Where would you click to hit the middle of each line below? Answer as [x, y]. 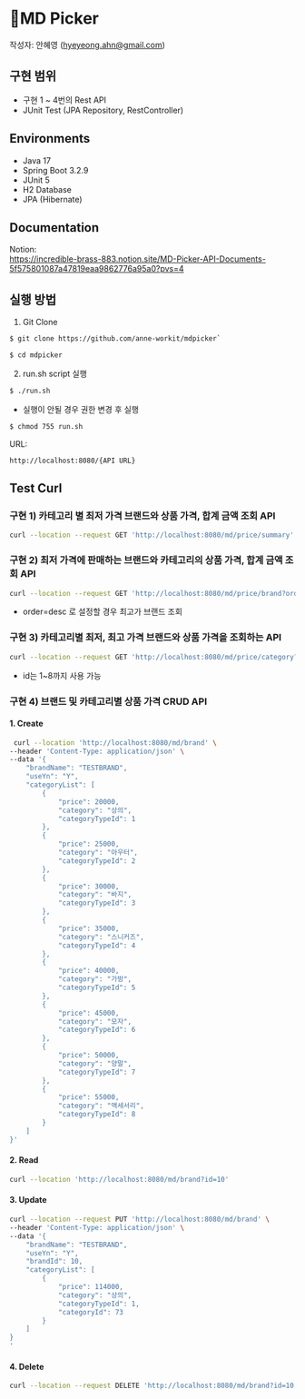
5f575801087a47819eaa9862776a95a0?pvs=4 [97, 269]
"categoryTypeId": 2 [97, 861]
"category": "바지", [95, 895]
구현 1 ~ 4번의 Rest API [64, 100]
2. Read [24, 1160]
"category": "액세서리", [101, 1106]
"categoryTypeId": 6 [97, 1030]
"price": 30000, [89, 886]
